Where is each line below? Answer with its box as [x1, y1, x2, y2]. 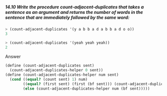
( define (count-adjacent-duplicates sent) [5, 63, 94, 68]
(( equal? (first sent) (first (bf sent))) [23, 81, 112, 86]
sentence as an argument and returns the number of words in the [5, 9, 143, 15]
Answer [5, 54, 21, 60]
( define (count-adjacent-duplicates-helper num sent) [5, 72, 119, 77]
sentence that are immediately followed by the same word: [5, 14, 130, 20]
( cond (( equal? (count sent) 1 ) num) [9, 77, 88, 82]
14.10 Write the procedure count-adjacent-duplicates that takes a [5, 4, 144, 10]
